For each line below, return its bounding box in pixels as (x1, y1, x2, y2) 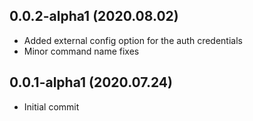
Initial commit (23, 100, 80, 113)
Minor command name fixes (23, 45, 140, 57)
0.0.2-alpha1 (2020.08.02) (9, 8, 179, 25)
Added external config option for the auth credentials (23, 34, 243, 46)
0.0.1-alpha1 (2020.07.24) (9, 74, 173, 91)
